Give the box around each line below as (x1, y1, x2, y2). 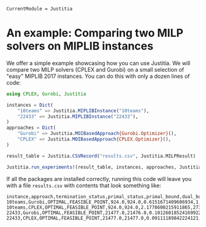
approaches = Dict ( (6, 125, 56, 131)
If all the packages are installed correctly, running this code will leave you (6, 175, 192, 182)
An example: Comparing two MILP (6, 26, 184, 40)
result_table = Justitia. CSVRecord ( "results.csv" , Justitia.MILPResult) (6, 153, 196, 159)
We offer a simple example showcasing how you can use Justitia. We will (6, 59, 191, 67)
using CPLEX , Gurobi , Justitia (6, 91, 86, 97)
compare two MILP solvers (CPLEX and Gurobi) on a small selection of (6, 66, 185, 73)
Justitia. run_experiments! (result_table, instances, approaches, (6, 164, 177, 170)
